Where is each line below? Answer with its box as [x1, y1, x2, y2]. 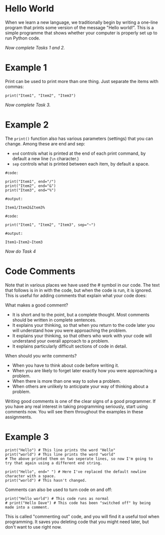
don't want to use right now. [5, 524, 62, 530]
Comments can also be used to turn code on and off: [5, 487, 112, 492]
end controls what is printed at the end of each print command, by [12, 150, 146, 156]
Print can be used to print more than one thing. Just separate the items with [5, 78, 159, 84]
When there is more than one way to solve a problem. [12, 378, 121, 384]
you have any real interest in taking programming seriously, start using [5, 403, 148, 409]
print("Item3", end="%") [5, 187, 56, 193]
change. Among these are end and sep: [5, 140, 85, 146]
